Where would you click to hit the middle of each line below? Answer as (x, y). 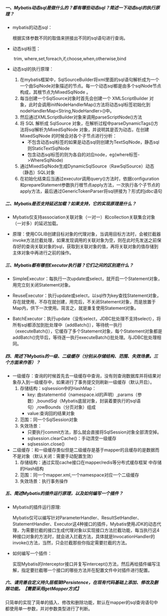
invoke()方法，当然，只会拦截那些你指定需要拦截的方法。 (71, 542)
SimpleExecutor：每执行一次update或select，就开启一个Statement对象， (87, 278)
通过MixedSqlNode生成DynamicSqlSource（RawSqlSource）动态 (87, 166)
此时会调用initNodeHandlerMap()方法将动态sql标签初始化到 (89, 104)
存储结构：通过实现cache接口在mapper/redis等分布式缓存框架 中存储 (91, 462)
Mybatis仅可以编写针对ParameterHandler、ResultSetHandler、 (77, 517)
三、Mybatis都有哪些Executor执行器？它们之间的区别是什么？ (69, 265)
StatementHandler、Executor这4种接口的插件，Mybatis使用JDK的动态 (84, 524)
